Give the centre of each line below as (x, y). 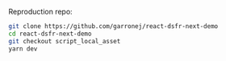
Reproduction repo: (40, 12)
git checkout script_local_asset (65, 41)
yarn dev (23, 49)
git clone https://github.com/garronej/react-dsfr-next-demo (113, 26)
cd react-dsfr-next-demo (50, 34)
